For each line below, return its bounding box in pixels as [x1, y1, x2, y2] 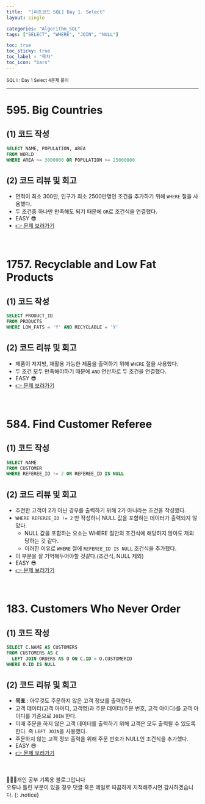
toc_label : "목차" [6, 54, 54, 60]
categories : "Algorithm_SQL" [6, 26, 81, 32]
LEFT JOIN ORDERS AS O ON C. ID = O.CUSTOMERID [12, 656, 132, 662]
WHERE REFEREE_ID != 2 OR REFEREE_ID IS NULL [6, 471, 124, 477]
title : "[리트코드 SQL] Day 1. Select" [6, 9, 106, 15]
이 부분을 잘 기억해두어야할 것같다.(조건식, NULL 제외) [15, 552, 145, 560]
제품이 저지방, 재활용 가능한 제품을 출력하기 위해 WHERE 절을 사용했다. [15, 360, 179, 367]
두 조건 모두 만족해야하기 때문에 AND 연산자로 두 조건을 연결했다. [15, 368, 167, 375]
